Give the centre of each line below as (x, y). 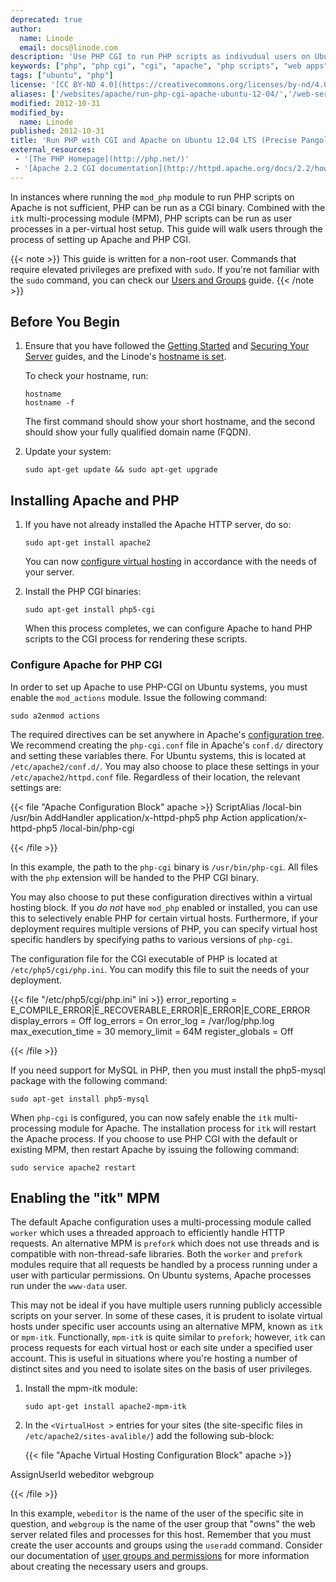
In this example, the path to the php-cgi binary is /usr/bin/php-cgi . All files (164, 867)
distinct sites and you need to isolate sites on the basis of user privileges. (161, 1369)
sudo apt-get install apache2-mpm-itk (105, 1407)
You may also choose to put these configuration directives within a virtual (161, 897)
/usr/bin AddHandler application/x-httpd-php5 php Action (129, 817)
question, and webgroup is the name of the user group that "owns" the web (163, 1524)
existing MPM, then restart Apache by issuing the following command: (155, 1149)
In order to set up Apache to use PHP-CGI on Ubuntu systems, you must (159, 687)
